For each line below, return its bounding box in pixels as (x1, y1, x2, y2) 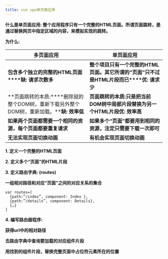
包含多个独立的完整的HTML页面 (7, 68, 82, 75)
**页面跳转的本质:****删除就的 (7, 93, 84, 100)
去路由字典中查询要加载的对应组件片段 (5, 238, 84, 244)
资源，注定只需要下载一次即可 (89, 125, 160, 132)
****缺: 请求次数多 (7, 76, 53, 83)
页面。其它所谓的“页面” (89, 68, 145, 75)
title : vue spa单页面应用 (5, 7, 55, 12)
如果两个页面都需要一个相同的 (7, 117, 78, 124)
